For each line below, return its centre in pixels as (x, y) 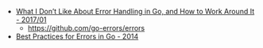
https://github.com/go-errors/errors (86, 28)
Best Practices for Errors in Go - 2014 (77, 36)
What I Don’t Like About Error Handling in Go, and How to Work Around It (135, 11)
